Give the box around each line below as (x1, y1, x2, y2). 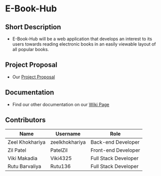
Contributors (5, 116, 46, 124)
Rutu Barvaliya (7, 163, 42, 170)
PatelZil (50, 147, 68, 154)
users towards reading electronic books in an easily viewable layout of (12, 41, 156, 47)
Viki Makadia (7, 155, 38, 162)
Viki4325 (50, 155, 72, 162)
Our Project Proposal (12, 74, 55, 80)
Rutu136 (50, 163, 71, 170)
